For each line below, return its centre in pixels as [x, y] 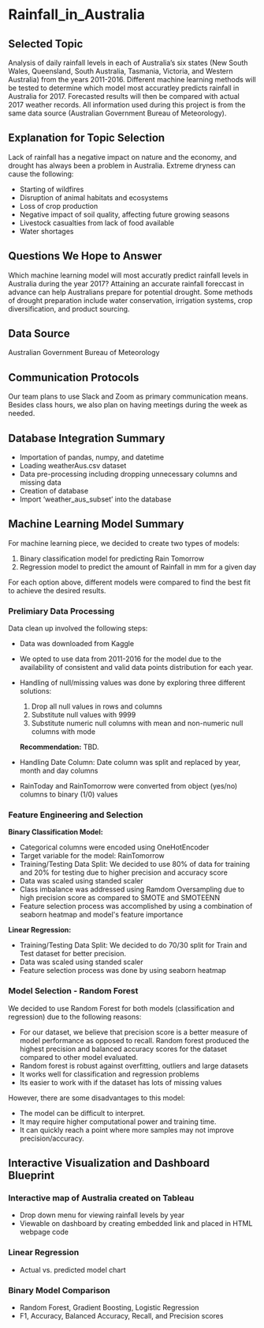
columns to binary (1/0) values [69, 795]
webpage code [44, 1232]
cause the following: [41, 174]
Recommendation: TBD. [59, 747]
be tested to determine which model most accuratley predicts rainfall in [124, 88]
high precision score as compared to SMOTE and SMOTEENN [120, 898]
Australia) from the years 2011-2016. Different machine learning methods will [132, 79]
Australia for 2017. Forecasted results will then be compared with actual [124, 96]
